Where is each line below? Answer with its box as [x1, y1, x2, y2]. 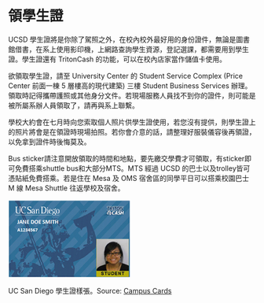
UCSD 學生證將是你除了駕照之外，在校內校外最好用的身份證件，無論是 [8, 35, 236, 44]
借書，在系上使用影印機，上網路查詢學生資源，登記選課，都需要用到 [14, 44, 236, 54]
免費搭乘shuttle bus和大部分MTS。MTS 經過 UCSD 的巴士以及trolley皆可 [14, 163, 251, 173]
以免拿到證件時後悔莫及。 [8, 137, 91, 146]
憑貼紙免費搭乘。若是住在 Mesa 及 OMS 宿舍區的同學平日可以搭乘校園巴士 [8, 173, 250, 183]
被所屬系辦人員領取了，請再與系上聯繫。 [8, 100, 139, 110]
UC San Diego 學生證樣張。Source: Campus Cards [8, 286, 172, 295]
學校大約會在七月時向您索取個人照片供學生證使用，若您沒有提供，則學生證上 [8, 117, 256, 127]
